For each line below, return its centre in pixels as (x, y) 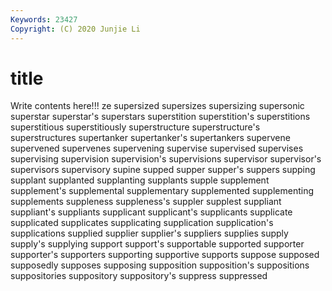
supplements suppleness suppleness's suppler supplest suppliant (146, 202)
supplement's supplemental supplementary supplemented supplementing (162, 191)
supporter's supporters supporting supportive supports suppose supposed (165, 255)
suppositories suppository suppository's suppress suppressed (139, 276)
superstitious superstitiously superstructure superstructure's (135, 127)
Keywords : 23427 (44, 19)
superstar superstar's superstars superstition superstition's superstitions (160, 117)
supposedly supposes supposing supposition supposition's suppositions (160, 265)
